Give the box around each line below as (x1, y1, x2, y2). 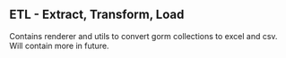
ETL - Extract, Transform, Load (9, 7, 185, 22)
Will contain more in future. (9, 40, 109, 51)
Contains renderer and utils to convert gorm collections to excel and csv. (9, 30, 278, 41)
